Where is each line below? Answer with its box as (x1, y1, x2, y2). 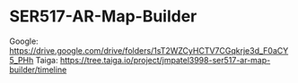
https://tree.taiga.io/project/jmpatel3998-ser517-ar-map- (59, 54, 271, 65)
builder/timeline (9, 64, 67, 75)
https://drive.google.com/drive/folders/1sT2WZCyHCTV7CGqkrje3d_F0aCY (9, 45, 289, 55)
